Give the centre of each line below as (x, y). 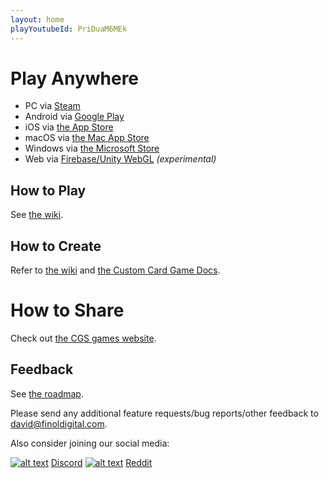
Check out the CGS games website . (83, 338)
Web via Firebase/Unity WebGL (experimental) (120, 159)
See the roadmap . (47, 393)
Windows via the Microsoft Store (92, 148)
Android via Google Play (74, 117)
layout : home (37, 19)
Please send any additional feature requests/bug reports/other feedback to (164, 413)
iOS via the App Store (69, 127)
